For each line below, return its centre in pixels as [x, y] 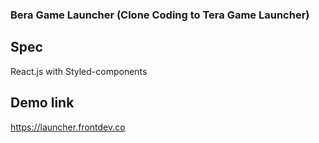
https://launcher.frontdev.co [68, 127]
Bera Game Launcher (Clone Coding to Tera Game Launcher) [160, 15]
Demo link [42, 103]
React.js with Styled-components [79, 71]
